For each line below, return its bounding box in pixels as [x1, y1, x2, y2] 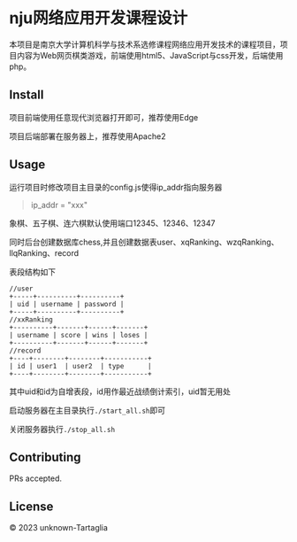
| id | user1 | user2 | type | [9, 361, 152, 370]
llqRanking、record [9, 247, 80, 258]
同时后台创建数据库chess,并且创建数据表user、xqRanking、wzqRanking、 [9, 236, 279, 247]
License [9, 499, 54, 514]
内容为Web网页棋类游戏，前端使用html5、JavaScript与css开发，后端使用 [16, 50, 284, 60]
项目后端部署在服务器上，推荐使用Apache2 [9, 130, 166, 142]
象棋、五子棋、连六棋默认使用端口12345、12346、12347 [9, 218, 216, 228]
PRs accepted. [9, 473, 63, 484]
